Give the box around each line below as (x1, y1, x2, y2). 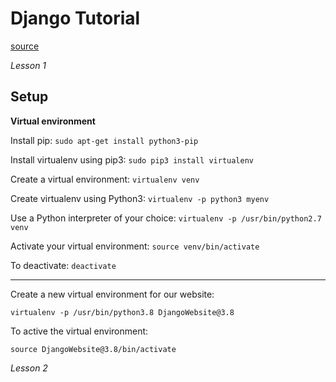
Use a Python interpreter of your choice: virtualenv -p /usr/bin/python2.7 (10, 212, 322, 224)
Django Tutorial (10, 7, 141, 30)
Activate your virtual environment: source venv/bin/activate (10, 240, 260, 252)
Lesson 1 (10, 59, 47, 71)
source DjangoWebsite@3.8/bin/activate (10, 344, 177, 354)
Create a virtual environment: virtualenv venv (10, 173, 200, 185)
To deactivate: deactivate (10, 259, 117, 271)
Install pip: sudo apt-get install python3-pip (10, 134, 199, 146)
